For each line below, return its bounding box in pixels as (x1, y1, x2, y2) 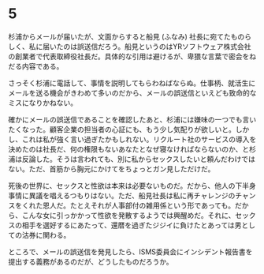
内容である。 (21, 61, 64, 71)
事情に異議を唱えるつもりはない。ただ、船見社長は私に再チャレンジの (8, 190, 236, 200)
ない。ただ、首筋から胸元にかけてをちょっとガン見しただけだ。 (8, 163, 215, 174)
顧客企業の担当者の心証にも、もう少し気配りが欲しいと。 (49, 124, 236, 134)
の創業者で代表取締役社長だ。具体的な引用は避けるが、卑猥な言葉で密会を (8, 51, 250, 61)
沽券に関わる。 (21, 230, 71, 239)
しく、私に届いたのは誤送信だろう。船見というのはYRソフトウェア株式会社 (8, 41, 251, 51)
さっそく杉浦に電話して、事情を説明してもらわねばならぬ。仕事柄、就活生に (8, 78, 256, 88)
